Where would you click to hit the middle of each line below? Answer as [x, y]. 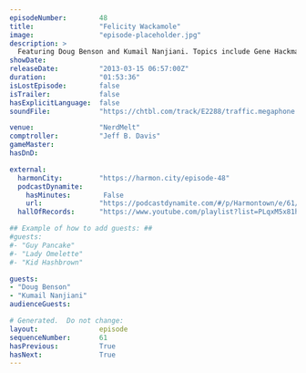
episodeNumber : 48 [58, 18]
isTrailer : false [65, 94]
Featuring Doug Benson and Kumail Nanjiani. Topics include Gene [144, 52]
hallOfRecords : [46, 212]
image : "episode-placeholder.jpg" [106, 35]
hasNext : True [63, 355]
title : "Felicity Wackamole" [95, 26]
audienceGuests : [40, 305]
